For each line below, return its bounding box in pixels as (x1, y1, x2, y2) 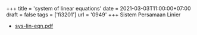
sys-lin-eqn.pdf (14, 23, 54, 29)
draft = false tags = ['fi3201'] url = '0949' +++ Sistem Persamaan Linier (6, 11, 181, 18)
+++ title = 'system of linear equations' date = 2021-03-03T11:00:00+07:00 (6, 5, 191, 12)
